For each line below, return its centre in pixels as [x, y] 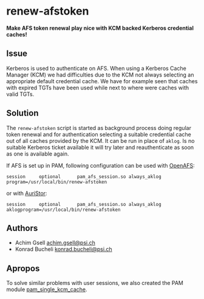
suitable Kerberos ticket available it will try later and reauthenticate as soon [100, 147]
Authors [22, 228]
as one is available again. [38, 154]
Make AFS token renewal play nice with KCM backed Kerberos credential [100, 28]
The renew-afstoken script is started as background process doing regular [99, 128]
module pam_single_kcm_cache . [47, 289]
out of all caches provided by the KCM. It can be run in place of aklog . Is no [100, 140]
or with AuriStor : [27, 193]
